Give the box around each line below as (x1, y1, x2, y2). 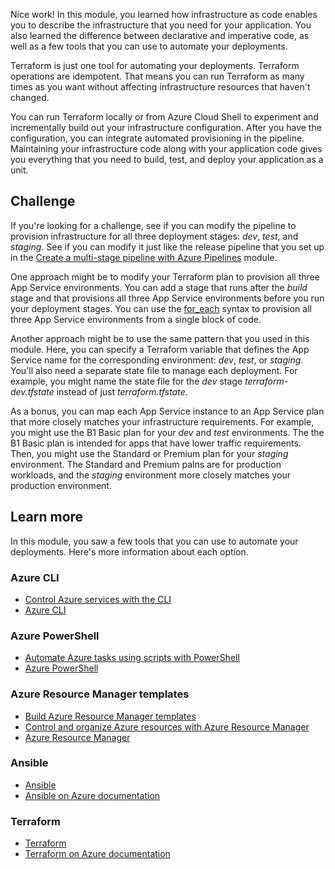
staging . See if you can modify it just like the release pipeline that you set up (10, 240, 325, 253)
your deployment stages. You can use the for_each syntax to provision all (10, 302, 312, 314)
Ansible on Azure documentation (24, 789, 161, 801)
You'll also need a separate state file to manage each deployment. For (10, 364, 298, 376)
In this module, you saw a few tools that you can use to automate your (10, 535, 299, 547)
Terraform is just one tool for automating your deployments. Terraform (10, 60, 300, 71)
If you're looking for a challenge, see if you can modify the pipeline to (10, 219, 297, 231)
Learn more (10, 509, 84, 526)
